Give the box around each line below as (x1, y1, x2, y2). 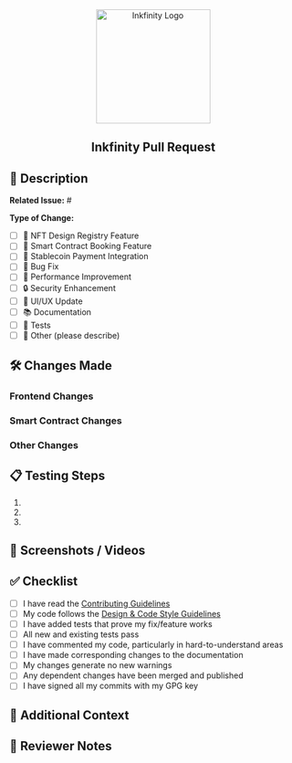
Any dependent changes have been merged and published (22, 670, 244, 681)
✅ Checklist (9, 574, 78, 590)
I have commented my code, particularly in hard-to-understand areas (22, 639, 284, 651)
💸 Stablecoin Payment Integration (22, 251, 149, 262)
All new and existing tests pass (22, 629, 140, 640)
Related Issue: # (9, 195, 72, 206)
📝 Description (9, 171, 89, 186)
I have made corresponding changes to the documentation (22, 650, 244, 661)
